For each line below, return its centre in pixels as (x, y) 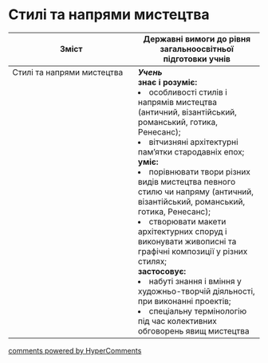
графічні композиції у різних (193, 251)
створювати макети (187, 221)
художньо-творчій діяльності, (197, 291)
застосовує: (162, 271)
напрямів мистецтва (178, 102)
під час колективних (177, 321)
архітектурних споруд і (183, 231)
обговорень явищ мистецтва (194, 330)
